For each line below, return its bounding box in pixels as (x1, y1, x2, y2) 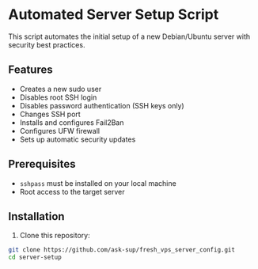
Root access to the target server (19, 187, 125, 196)
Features (8, 63, 53, 77)
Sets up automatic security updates (19, 134, 136, 144)
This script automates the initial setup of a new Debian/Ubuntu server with (8, 32, 251, 41)
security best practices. (8, 40, 85, 49)
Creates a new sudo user (19, 84, 102, 93)
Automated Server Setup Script (8, 6, 219, 24)
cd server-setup (8, 253, 62, 262)
